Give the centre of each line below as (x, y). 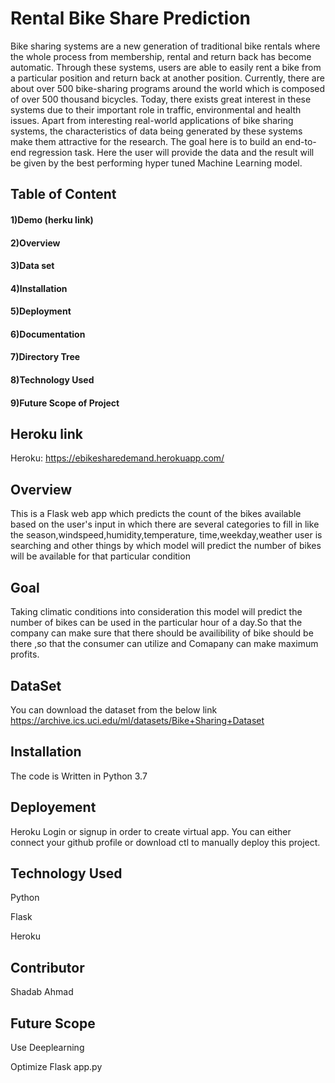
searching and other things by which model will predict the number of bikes (166, 546)
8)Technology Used (52, 380)
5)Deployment (41, 311)
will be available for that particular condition (100, 556)
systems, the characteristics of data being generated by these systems (156, 131)
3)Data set (32, 266)
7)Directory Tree (45, 357)
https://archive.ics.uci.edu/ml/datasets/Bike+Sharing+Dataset (137, 720)
